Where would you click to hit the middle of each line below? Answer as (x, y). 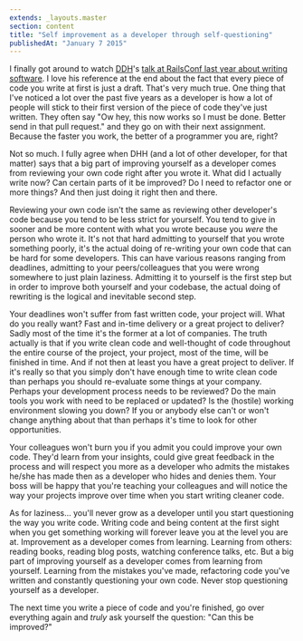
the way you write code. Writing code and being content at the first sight (144, 523)
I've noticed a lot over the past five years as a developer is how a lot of (141, 98)
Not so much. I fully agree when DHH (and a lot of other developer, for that (148, 154)
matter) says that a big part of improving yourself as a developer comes (143, 163)
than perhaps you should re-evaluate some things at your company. (136, 382)
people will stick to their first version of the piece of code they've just (138, 107)
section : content (42, 26)
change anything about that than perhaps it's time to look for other (133, 420)
